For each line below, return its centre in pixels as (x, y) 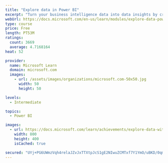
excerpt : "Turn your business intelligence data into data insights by (81, 14)
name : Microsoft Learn (33, 65)
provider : (15, 60)
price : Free (17, 28)
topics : (13, 111)
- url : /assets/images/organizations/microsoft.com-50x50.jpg (80, 79)
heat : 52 (14, 51)
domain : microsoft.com (33, 70)
